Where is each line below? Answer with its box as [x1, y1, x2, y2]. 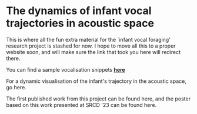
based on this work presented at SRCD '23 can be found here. [6, 101, 157, 108]
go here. [6, 83, 26, 90]
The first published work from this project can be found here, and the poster [6, 95, 191, 102]
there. [6, 55, 21, 62]
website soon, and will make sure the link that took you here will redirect [6, 48, 181, 55]
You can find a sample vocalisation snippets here [6, 66, 125, 73]
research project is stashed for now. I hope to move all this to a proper [6, 42, 176, 49]
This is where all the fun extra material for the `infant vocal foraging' [6, 36, 171, 43]
